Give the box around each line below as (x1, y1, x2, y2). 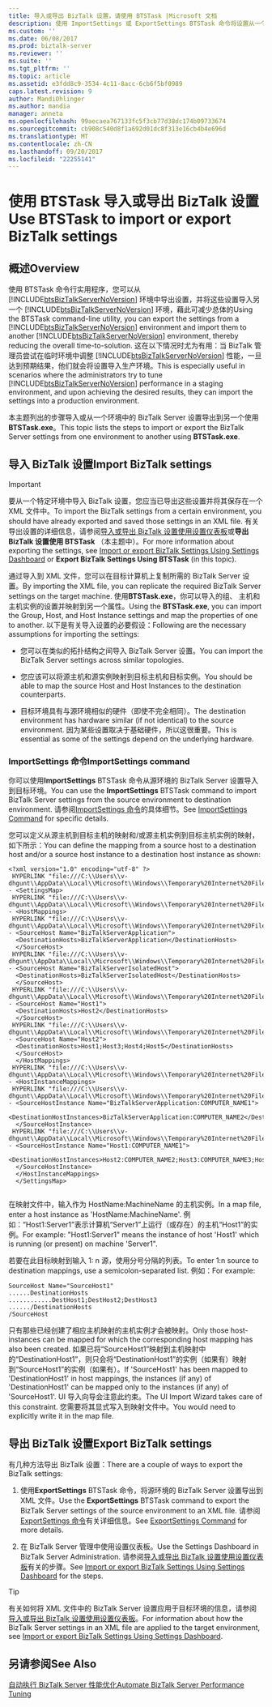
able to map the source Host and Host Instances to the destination (19, 681, 241, 691)
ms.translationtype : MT (8, 132, 89, 140)
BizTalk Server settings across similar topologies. (19, 655, 185, 665)
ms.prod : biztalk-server (8, 42, 92, 50)
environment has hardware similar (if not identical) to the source (19, 715, 235, 725)
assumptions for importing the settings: (8, 629, 140, 639)
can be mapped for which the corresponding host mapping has (42, 1334, 253, 1345)
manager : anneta (8, 110, 63, 118)
